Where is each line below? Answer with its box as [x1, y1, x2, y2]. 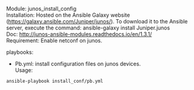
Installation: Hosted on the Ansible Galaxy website [6, 11, 130, 19]
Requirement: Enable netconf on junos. [6, 37, 103, 44]
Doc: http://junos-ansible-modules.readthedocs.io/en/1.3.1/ [6, 31, 152, 38]
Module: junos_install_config [6, 5, 77, 12]
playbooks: [6, 49, 34, 56]
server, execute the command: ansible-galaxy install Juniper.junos [6, 24, 170, 31]
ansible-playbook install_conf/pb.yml [6, 78, 103, 84]
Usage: [14, 67, 33, 74]
